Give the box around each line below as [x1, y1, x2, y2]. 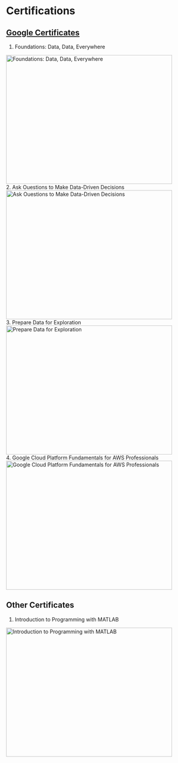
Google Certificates [6, 28, 80, 38]
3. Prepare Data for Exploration [6, 319, 81, 325]
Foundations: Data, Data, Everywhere [14, 43, 106, 50]
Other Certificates [6, 600, 75, 610]
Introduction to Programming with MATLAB [14, 616, 119, 623]
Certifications [6, 4, 75, 18]
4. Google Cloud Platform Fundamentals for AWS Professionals [6, 454, 159, 461]
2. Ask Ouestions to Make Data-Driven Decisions [6, 184, 125, 190]
